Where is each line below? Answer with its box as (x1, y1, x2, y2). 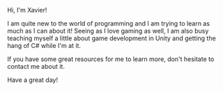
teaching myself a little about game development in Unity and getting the (7, 34, 216, 42)
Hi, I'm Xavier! (7, 6, 47, 14)
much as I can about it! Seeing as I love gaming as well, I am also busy (7, 27, 209, 35)
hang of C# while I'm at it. (7, 42, 82, 49)
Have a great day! (7, 76, 58, 84)
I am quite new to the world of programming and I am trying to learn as (7, 19, 210, 27)
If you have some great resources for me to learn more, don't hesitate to (7, 55, 215, 63)
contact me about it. (7, 63, 65, 70)
